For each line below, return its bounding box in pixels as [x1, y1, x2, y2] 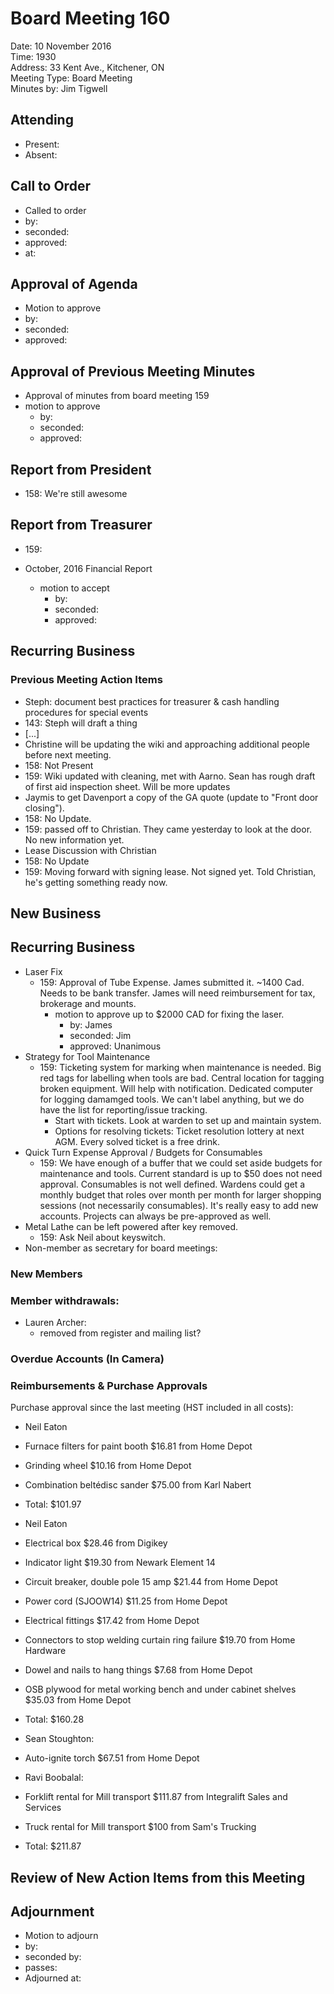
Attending [10, 112, 74, 129]
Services [24, 1802, 62, 1814]
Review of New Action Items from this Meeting [10, 1869, 306, 1886]
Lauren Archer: [24, 1316, 87, 1328]
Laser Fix [24, 965, 63, 977]
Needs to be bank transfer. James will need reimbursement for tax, [39, 987, 316, 999]
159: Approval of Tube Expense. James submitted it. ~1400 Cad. [39, 976, 305, 988]
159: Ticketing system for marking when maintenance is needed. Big [39, 1061, 322, 1073]
